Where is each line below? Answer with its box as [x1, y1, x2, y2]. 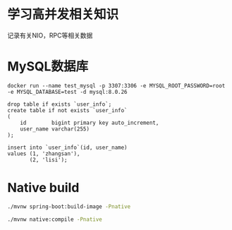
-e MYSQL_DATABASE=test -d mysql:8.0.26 [7, 88, 128, 95]
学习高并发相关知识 [7, 6, 119, 23]
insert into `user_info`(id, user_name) [7, 144, 128, 151]
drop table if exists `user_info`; [7, 100, 112, 108]
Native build [7, 180, 80, 196]
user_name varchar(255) [20, 125, 90, 133]
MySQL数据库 [7, 59, 89, 75]
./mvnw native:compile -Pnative [7, 216, 102, 223]
